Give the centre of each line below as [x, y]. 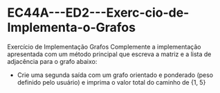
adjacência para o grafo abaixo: [52, 61]
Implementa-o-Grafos [72, 27]
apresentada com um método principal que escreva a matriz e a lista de [109, 54]
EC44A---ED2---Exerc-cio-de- [98, 13]
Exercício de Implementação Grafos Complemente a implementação [104, 46]
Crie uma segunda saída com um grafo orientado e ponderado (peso [115, 75]
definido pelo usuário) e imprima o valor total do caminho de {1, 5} [111, 82]
